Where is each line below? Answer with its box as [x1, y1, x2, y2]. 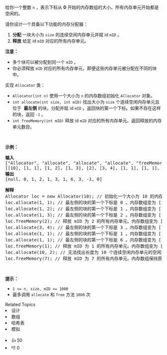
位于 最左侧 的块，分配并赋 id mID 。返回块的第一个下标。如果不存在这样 [12, 105, 161, 111]
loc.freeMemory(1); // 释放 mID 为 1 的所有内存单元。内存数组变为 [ [5, 243, 163, 249]
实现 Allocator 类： [5, 82, 46, 88]
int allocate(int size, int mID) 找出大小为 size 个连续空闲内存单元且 [12, 99, 160, 105]
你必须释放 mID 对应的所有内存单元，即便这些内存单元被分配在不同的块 [12, 65, 157, 71]
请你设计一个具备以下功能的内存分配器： [5, 21, 88, 27]
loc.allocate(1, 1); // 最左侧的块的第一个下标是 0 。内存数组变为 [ [5, 200, 162, 205]
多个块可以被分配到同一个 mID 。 [12, 59, 79, 65]
